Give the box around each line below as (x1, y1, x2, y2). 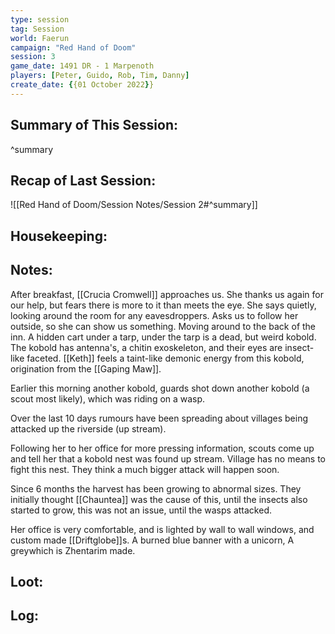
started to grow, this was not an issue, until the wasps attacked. (10, 504, 272, 516)
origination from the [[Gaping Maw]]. (10, 362, 162, 375)
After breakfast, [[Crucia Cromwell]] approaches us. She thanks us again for (10, 288, 324, 300)
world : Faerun (10, 33, 70, 43)
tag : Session (10, 24, 65, 34)
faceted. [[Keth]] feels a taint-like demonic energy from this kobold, (26, 352, 305, 364)
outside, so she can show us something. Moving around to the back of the (10, 320, 317, 332)
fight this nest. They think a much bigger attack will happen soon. (10, 463, 280, 475)
